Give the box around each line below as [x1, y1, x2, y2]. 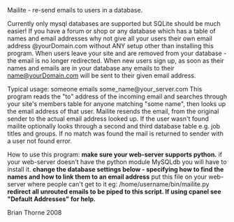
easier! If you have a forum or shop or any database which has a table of [7, 27, 217, 35]
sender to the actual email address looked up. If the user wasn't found [7, 114, 210, 123]
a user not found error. [7, 137, 72, 145]
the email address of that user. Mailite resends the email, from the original [7, 108, 219, 115]
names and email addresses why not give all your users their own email [7, 34, 213, 43]
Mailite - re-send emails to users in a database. [7, 6, 143, 14]
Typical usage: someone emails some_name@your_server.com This [7, 85, 203, 93]
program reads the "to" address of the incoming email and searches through [7, 92, 227, 101]
